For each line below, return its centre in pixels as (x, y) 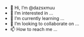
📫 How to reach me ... (34, 29)
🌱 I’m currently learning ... (37, 18)
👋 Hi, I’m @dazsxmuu (32, 8)
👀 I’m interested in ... (32, 13)
